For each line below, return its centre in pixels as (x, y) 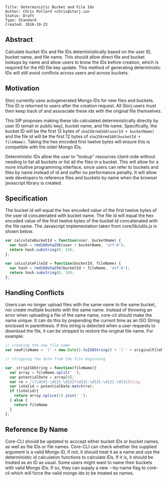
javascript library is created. (34, 183)
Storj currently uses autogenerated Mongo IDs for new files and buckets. (80, 100)
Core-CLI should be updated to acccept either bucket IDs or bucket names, (82, 441)
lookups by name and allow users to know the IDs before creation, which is (82, 62)
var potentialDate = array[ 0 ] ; (42, 377)
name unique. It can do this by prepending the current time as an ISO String (83, 321)
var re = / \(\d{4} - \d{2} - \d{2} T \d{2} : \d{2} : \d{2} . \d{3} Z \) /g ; (75, 382)
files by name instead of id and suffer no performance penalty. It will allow (81, 172)
